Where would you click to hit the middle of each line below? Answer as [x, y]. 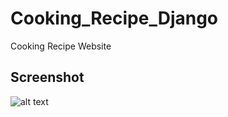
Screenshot [47, 77]
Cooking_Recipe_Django [114, 18]
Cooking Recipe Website [61, 46]
